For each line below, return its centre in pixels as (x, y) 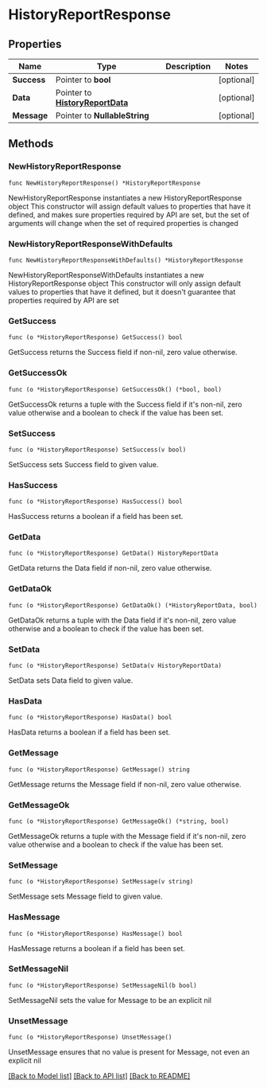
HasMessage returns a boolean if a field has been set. (97, 948)
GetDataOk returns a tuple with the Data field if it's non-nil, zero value (122, 620)
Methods (31, 144)
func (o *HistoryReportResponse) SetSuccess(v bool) (97, 450)
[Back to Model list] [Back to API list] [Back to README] (99, 1076)
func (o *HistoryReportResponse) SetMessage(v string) (101, 882)
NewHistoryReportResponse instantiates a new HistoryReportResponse (125, 197)
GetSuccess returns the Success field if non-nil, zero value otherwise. (123, 353)
